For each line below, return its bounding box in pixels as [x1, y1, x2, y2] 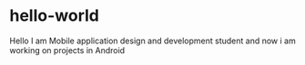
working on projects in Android [9, 44, 126, 55]
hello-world [9, 5, 100, 26]
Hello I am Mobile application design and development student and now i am [9, 35, 296, 46]
